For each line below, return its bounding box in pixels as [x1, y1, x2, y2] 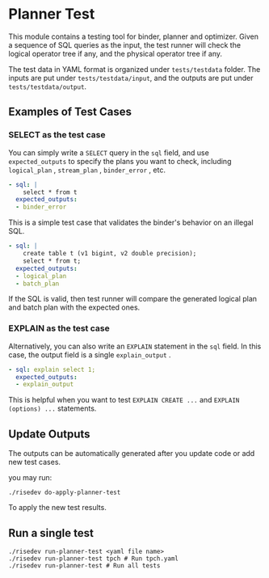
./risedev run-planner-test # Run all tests [8, 561, 161, 570]
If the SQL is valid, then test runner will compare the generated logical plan [8, 294, 257, 304]
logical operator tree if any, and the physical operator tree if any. [8, 49, 223, 58]
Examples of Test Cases [8, 105, 132, 119]
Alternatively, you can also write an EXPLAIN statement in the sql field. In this [8, 341, 262, 351]
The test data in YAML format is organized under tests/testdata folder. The [8, 64, 261, 74]
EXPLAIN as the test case [8, 323, 111, 334]
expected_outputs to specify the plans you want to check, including [8, 156, 232, 166]
